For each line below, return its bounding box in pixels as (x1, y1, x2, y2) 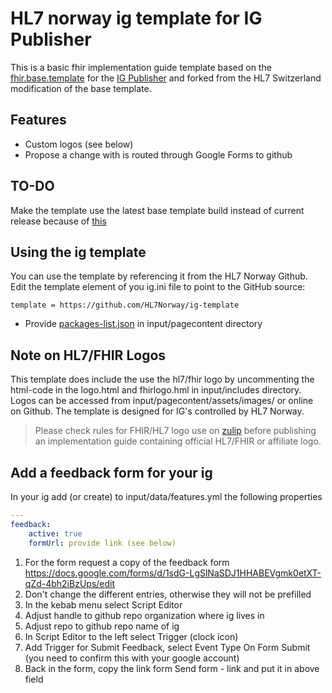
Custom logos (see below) (24, 138, 134, 150)
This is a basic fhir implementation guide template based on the (10, 61, 272, 73)
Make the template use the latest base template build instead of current (10, 204, 305, 216)
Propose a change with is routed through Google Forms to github (24, 148, 293, 161)
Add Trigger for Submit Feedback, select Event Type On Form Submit (24, 641, 311, 653)
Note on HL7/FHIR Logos (10, 347, 167, 364)
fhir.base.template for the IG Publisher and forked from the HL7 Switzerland (10, 72, 322, 84)
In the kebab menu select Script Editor (24, 598, 183, 611)
